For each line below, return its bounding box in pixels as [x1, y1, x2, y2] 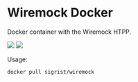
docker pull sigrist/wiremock [7, 68, 95, 75]
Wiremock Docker [7, 5, 113, 21]
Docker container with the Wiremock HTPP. [7, 28, 132, 36]
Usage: [7, 55, 28, 63]
